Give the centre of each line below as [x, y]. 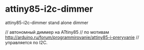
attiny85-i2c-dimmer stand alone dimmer [47, 23]
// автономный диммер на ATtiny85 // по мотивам [57, 32]
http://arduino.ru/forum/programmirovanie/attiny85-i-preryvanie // [72, 37]
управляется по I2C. [26, 42]
